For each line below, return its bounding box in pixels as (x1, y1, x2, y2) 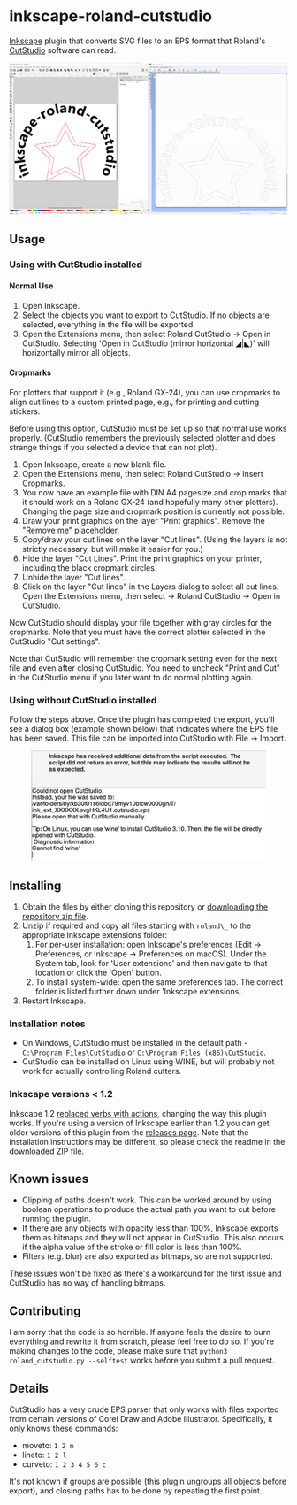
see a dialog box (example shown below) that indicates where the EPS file (9, 724, 278, 734)
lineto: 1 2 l (21, 1449, 67, 1460)
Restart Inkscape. (21, 995, 87, 1006)
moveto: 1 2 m (21, 1440, 74, 1450)
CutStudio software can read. (9, 44, 117, 55)
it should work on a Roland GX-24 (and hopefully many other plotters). (21, 496, 278, 507)
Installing (9, 878, 62, 893)
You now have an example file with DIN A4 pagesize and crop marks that (21, 487, 287, 497)
